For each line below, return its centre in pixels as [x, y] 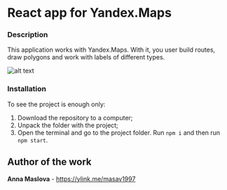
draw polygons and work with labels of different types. [86, 57]
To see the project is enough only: [56, 104]
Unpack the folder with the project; [68, 125]
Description [28, 35]
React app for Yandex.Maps [89, 13]
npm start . [33, 140]
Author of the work [49, 162]
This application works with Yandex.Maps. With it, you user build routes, [111, 50]
